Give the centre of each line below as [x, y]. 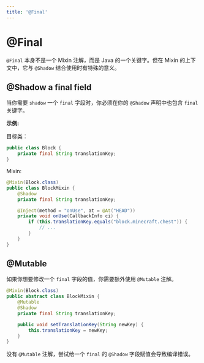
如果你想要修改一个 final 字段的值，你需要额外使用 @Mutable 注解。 [92, 279]
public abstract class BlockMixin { [53, 297]
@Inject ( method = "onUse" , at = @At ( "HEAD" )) [77, 211]
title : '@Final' [27, 12]
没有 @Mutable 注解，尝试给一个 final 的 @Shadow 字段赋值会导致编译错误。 [100, 354]
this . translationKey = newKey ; [68, 330]
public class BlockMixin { [41, 188]
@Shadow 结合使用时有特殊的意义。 [77, 67]
